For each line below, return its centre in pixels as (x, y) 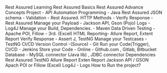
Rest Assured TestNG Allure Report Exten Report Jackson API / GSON (77, 60)
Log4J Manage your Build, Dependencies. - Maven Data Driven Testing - (80, 28)
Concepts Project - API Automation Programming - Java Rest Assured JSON (84, 12)
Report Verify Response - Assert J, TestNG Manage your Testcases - (76, 39)
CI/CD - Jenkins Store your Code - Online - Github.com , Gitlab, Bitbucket (81, 49)
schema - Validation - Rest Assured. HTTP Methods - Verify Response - (79, 18)
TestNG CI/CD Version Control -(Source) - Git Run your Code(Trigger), (77, 44)
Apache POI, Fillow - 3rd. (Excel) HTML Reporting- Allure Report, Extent (79, 34)
